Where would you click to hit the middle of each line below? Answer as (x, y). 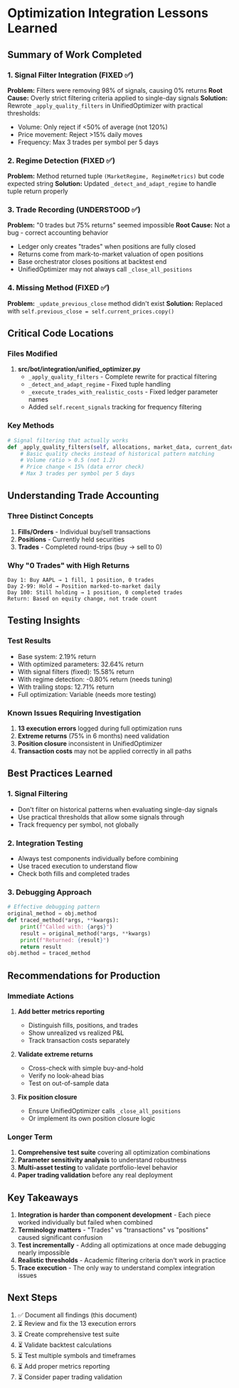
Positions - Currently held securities (71, 539)
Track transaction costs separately (79, 1040)
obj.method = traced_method (49, 954)
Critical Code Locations (60, 333)
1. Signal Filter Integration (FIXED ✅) (70, 75)
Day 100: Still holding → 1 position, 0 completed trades (95, 592)
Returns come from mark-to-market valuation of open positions (111, 254)
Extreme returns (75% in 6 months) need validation (93, 735)
